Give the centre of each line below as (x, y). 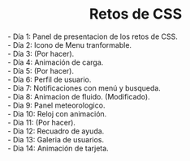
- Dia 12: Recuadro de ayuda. (56, 131)
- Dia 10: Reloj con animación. (57, 113)
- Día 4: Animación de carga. (56, 62)
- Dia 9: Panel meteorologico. (56, 105)
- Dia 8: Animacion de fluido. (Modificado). (79, 96)
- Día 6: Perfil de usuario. (50, 79)
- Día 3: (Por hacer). (41, 53)
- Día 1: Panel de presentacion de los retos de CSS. (93, 36)
